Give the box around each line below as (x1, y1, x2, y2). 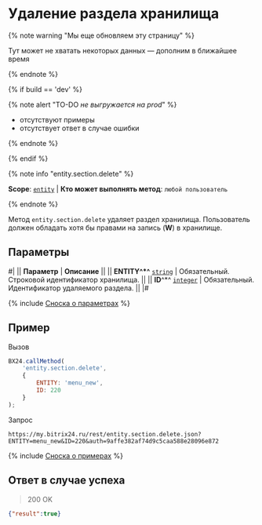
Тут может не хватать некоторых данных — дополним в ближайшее (8, 46, 238, 55)
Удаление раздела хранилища (8, 5, 220, 23)
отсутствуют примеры (19, 115, 96, 124)
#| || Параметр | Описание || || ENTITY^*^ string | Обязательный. (8, 266, 230, 275)
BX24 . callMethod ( (8, 357, 65, 365)
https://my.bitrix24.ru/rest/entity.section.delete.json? (8, 430, 202, 438)
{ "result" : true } (8, 509, 61, 518)
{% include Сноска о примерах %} (8, 450, 124, 460)
